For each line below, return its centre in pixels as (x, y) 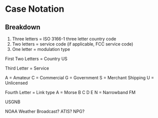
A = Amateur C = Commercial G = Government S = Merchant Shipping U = (80, 78)
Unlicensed (17, 83)
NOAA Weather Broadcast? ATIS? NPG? (45, 111)
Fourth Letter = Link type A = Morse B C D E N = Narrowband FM (70, 92)
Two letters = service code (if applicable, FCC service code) (73, 44)
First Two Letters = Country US (36, 59)
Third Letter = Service (27, 68)
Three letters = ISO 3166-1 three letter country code (64, 39)
